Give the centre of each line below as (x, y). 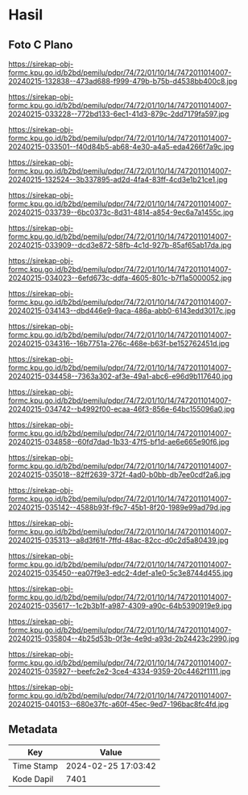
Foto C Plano (41, 45)
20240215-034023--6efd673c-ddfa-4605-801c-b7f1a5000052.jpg (120, 278)
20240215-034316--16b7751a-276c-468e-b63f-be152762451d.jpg (119, 343)
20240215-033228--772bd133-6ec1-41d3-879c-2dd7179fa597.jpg (119, 114)
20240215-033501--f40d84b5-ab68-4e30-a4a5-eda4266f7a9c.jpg (122, 146)
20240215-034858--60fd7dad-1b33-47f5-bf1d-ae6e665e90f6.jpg (119, 442)
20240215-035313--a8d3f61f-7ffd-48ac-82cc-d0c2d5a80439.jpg (119, 540)
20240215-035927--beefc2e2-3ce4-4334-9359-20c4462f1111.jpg (120, 671)
